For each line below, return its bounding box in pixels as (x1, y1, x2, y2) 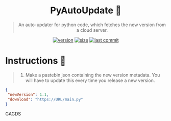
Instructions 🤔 (5, 55, 66, 67)
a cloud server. (76, 27, 108, 33)
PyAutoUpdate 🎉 (50, 5, 121, 16)
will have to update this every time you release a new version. (25, 77, 155, 84)
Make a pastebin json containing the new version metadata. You (25, 72, 160, 78)
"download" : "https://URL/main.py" (7, 97, 83, 102)
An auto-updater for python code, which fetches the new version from (18, 22, 166, 28)
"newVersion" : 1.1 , (7, 92, 50, 97)
